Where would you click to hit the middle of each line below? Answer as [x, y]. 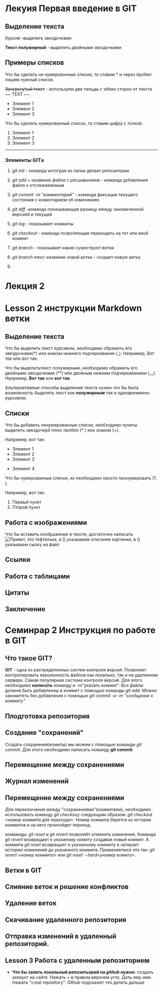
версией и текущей [32, 215]
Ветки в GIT [24, 870]
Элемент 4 [23, 469]
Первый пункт [27, 502]
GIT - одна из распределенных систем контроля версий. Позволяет [76, 670]
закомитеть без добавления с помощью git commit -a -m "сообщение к [79, 696]
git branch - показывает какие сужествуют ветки [63, 248]
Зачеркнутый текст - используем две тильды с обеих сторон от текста [79, 89]
